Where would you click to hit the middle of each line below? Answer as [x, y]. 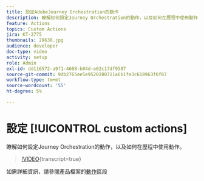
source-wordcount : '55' [36, 86]
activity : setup [27, 57]
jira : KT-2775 [24, 35]
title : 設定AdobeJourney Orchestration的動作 [63, 12]
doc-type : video [27, 52]
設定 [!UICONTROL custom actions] [97, 129]
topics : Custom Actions [36, 29]
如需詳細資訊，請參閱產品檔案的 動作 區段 [57, 171]
